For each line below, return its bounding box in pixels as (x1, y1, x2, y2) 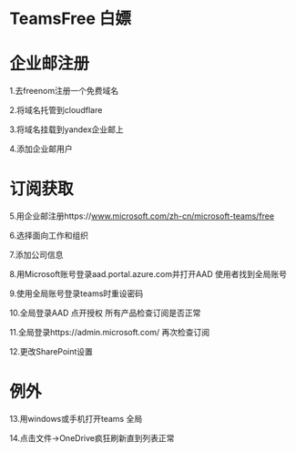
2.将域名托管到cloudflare (9, 105, 103, 116)
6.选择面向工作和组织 (9, 230, 89, 241)
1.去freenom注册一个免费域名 (9, 86, 119, 97)
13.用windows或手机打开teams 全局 (9, 414, 143, 424)
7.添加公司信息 (9, 250, 64, 261)
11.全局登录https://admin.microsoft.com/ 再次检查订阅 (9, 327, 210, 338)
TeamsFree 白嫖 (9, 8, 132, 29)
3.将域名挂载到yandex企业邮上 (9, 124, 125, 135)
